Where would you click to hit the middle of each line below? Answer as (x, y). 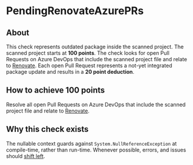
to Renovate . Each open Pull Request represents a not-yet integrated (89, 65)
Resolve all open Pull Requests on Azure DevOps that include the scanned (96, 104)
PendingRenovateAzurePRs (75, 11)
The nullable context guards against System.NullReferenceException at (91, 143)
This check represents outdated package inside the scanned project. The (95, 47)
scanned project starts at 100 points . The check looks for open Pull (88, 53)
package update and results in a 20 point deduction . (70, 72)
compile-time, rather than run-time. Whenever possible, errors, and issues (96, 150)
